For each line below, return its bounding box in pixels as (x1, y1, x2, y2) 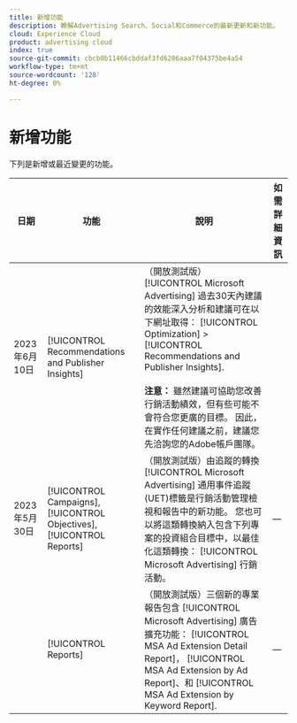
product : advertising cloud (9, 37, 113, 47)
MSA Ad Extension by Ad (144, 664, 248, 676)
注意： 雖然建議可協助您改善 (144, 384, 263, 396)
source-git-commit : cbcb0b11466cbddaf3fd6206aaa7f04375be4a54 (9, 54, 243, 63)
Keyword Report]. (144, 699, 217, 711)
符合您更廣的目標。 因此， (153, 411, 263, 423)
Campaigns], (47, 496, 101, 508)
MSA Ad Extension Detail (144, 639, 247, 651)
